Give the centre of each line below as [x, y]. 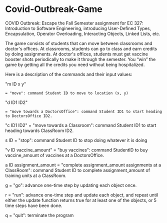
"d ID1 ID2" [16, 102]
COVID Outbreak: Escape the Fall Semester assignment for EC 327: [74, 23]
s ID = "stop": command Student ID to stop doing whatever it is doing [76, 140]
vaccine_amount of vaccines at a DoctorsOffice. [55, 155]
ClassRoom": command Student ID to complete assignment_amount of [78, 170]
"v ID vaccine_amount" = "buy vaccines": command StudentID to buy [77, 150]
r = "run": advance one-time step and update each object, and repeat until [82, 195]
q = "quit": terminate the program [39, 215]
